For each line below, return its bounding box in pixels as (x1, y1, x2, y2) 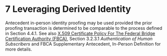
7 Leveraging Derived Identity (5, 3, 131, 15)
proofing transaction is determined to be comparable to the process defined (5, 25, 162, 31)
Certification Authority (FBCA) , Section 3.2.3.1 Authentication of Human (5, 36, 153, 42)
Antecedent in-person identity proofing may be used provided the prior (5, 20, 152, 26)
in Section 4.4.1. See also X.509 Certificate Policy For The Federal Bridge (5, 30, 155, 36)
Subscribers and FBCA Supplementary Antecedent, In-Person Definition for (5, 41, 161, 47)
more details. (5, 46, 33, 52)
